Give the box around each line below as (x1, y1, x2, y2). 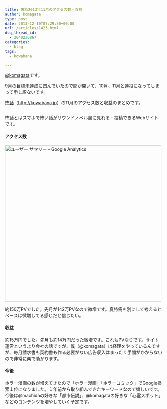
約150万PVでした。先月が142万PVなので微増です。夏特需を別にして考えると (5, 306, 162, 312)
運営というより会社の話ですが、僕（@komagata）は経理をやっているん (5, 343, 152, 349)
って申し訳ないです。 (5, 89, 48, 95)
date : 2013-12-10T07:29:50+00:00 (5, 21, 75, 26)
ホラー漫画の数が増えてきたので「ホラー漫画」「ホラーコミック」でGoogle (5, 380, 158, 386)
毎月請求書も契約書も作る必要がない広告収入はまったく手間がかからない (13, 349, 163, 355)
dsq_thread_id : (5, 30, 37, 35)
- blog (9, 44, 23, 49)
